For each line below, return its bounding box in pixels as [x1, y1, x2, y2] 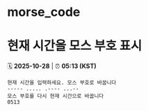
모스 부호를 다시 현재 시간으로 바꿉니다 [7, 93, 104, 100]
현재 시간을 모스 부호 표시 [7, 38, 142, 54]
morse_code [7, 4, 81, 20]
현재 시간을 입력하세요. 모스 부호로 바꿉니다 [7, 79, 117, 87]
